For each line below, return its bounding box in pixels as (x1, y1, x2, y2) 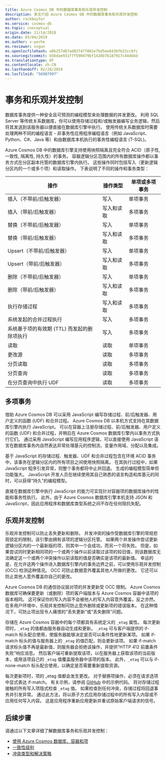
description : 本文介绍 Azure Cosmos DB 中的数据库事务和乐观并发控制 (5, 12, 138, 17)
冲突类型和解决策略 (12, 751, 52, 757)
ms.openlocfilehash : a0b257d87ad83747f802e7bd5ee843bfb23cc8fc (5, 48, 138, 53)
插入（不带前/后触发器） (7, 195, 64, 202)
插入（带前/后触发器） (7, 208, 59, 215)
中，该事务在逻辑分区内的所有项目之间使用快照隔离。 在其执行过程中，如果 (5, 459, 158, 465)
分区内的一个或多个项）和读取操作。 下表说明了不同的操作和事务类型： (5, 165, 149, 171)
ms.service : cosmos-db (5, 21, 52, 26)
